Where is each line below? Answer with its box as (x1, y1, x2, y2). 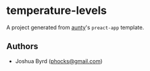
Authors (6, 41, 39, 52)
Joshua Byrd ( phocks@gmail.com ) (15, 57, 103, 64)
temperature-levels (6, 4, 107, 18)
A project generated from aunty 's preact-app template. (6, 24, 144, 31)
